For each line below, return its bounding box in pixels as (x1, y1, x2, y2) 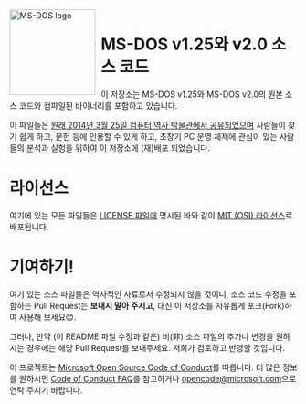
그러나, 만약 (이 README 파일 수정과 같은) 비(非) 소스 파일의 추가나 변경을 (9, 331, 274, 342)
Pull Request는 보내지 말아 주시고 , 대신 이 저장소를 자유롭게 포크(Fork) (33, 300, 285, 311)
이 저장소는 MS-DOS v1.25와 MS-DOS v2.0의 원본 (100, 89, 283, 100)
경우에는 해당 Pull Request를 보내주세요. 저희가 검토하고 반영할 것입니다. (26, 342, 286, 353)
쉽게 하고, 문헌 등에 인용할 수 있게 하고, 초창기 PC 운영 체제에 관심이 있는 (18, 131, 278, 142)
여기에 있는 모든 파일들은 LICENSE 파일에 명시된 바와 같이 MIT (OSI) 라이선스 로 (9, 209, 293, 220)
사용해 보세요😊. (18, 311, 77, 323)
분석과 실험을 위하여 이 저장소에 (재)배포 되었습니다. (26, 142, 210, 154)
